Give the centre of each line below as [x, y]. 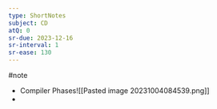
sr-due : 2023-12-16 [41, 38]
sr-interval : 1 [34, 45]
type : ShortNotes [37, 16]
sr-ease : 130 [30, 53]
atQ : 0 [19, 30]
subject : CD [28, 23]
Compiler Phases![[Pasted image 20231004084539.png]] [115, 91]
